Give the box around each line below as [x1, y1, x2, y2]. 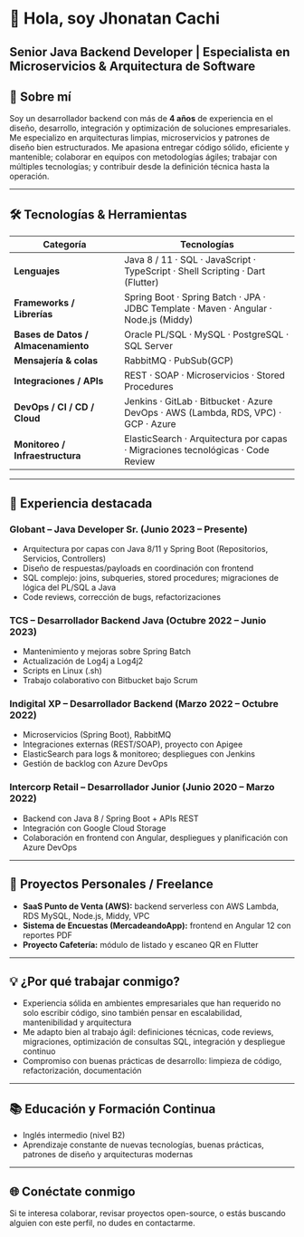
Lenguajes [14, 265, 61, 277]
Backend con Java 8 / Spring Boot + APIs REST [22, 813, 199, 824]
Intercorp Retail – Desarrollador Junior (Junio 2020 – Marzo [9, 781, 275, 794]
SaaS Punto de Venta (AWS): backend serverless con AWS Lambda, [22, 901, 279, 912]
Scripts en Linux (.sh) [22, 665, 102, 676]
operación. [9, 171, 50, 182]
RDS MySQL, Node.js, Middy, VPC [22, 910, 150, 921]
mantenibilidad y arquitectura [22, 1017, 132, 1028]
